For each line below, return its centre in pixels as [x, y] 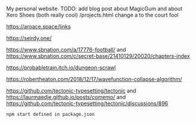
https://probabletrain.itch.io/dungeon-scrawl [61, 67]
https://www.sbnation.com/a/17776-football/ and [66, 50]
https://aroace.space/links [39, 27]
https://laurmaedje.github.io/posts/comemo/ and [66, 97]
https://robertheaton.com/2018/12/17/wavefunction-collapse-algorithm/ [94, 79]
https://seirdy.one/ [29, 38]
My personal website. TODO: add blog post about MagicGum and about [94, 9]
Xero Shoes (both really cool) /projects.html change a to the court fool [92, 15]
